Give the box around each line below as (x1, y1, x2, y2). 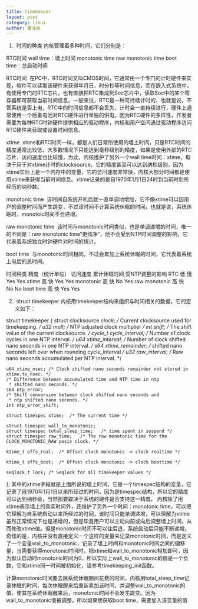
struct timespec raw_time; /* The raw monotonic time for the (6, 433, 167, 439)
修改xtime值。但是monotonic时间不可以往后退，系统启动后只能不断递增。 (11, 525, 190, 532)
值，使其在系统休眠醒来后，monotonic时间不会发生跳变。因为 (6, 589, 156, 597)
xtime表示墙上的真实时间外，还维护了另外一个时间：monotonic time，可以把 (6, 503, 192, 510)
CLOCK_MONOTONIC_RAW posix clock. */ (6, 439, 99, 445)
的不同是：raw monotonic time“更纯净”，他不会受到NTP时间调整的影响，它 (6, 231, 188, 238)
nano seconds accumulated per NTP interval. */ (6, 355, 122, 362)
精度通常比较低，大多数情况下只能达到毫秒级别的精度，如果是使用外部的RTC (6, 146, 192, 154)
